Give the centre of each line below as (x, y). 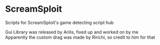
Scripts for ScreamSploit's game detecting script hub (60, 22)
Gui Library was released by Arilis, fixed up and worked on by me (72, 32)
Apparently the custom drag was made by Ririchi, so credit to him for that (80, 37)
